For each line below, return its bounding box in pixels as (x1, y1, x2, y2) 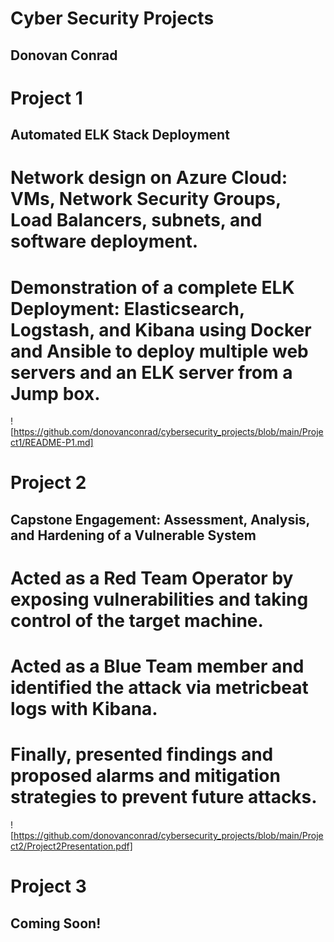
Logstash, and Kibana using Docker (10, 318, 312, 341)
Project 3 (10, 875, 87, 898)
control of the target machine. (10, 610, 264, 632)
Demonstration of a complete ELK (10, 276, 295, 299)
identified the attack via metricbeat (10, 677, 309, 699)
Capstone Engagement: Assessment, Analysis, (10, 511, 310, 528)
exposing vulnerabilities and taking (10, 588, 309, 611)
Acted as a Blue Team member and (10, 655, 305, 678)
